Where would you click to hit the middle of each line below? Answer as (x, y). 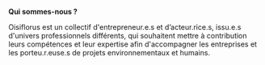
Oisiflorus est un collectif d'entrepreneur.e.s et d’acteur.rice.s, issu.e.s (125, 27)
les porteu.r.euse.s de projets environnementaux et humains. (109, 53)
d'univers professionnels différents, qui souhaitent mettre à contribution (128, 36)
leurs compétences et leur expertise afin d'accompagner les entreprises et (132, 44)
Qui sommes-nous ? (43, 12)
